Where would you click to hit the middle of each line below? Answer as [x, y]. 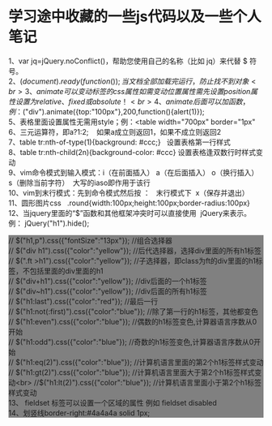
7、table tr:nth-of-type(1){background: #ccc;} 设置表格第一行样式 [119, 142]
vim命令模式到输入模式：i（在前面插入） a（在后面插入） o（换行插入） [139, 172]
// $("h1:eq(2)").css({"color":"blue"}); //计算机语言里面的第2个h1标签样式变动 [136, 362]
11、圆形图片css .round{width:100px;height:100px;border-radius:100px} [130, 203]
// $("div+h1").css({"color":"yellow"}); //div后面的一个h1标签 [108, 281]
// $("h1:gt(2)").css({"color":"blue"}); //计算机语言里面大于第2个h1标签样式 [132, 372]
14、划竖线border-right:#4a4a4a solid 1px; [79, 413]
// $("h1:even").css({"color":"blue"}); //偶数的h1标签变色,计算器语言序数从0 [133, 321]
